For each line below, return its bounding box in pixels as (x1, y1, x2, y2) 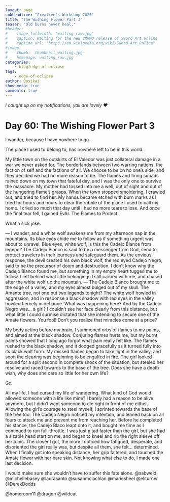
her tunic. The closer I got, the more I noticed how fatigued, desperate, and (5, 439, 162, 445)
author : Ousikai (5, 78, 40, 84)
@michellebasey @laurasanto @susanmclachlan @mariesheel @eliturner (5, 475, 158, 482)
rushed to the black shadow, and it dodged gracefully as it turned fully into (5, 343, 161, 349)
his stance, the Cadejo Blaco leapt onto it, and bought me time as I (5, 422, 144, 429)
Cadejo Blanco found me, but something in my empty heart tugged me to (5, 268, 158, 274)
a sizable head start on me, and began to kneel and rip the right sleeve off (5, 433, 160, 439)
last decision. (5, 460, 33, 466)
